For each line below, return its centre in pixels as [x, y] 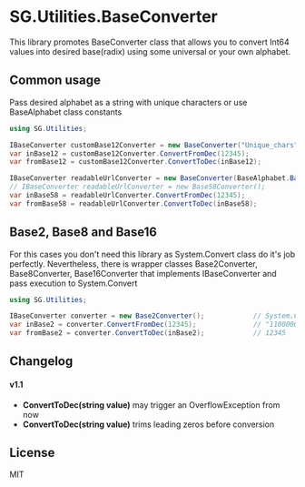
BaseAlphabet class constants [66, 112]
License [32, 453]
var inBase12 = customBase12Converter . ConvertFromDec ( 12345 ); [129, 153]
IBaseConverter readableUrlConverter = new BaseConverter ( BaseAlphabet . [150, 178]
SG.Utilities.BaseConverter [113, 17]
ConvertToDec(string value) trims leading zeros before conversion [148, 424]
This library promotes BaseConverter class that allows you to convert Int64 [150, 42]
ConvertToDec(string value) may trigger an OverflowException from [151, 405]
